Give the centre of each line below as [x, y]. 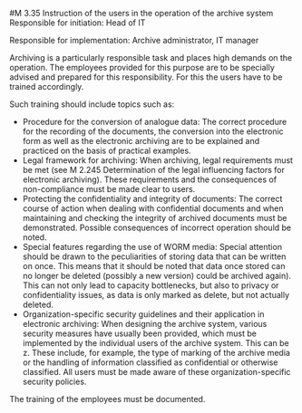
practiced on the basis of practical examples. [107, 150]
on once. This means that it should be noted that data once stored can [154, 266]
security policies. [54, 381]
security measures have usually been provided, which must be [139, 333]
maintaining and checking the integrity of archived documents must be [155, 218]
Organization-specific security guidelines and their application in [143, 314]
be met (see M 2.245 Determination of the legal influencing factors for [154, 170]
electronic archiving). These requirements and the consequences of [150, 179]
